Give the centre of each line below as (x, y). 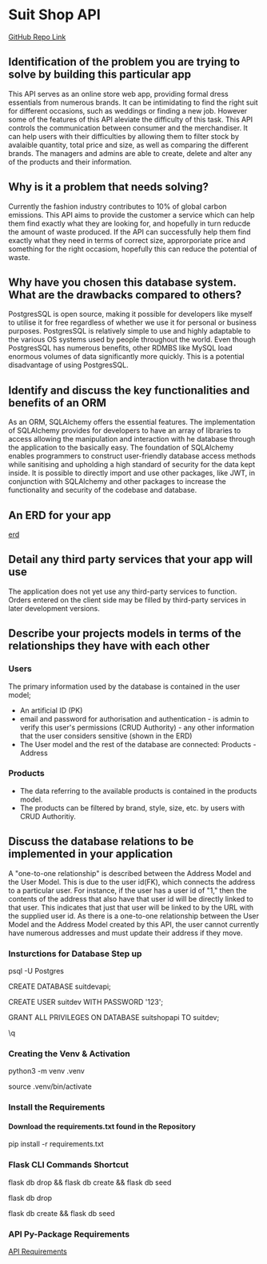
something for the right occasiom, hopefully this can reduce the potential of (133, 249)
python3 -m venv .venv (47, 1071)
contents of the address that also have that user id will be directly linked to (131, 898)
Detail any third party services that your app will (131, 560)
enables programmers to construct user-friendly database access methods (132, 456)
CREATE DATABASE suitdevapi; (60, 986)
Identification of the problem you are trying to (124, 62)
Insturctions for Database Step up (75, 954)
